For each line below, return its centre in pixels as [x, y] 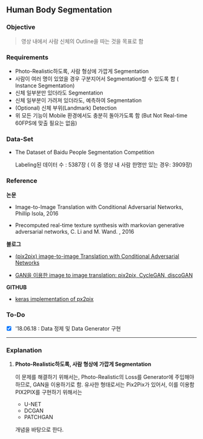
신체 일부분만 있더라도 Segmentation [59, 93]
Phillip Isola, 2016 [37, 213]
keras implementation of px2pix [54, 299]
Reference [22, 181]
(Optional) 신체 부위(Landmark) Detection [66, 108]
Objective [21, 27]
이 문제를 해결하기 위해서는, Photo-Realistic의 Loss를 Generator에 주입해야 [105, 377]
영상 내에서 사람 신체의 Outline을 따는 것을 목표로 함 [82, 41]
